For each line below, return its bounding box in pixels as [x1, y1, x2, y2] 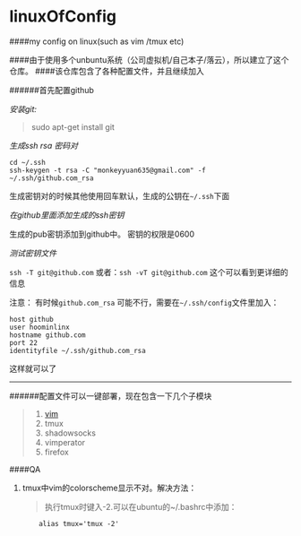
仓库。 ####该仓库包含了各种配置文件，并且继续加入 [9, 65, 204, 76]
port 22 [9, 338, 39, 347]
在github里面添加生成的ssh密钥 [9, 209, 125, 220]
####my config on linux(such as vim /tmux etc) [9, 36, 185, 47]
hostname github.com [9, 330, 87, 340]
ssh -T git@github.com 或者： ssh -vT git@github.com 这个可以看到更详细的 [9, 266, 288, 277]
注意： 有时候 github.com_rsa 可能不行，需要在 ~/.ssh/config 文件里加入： [9, 297, 279, 307]
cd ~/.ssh [9, 158, 47, 167]
